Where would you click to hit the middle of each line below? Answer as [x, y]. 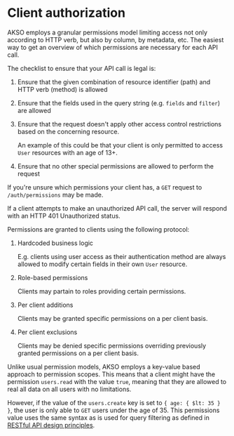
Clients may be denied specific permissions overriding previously [112, 345]
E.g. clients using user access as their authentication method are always [122, 256]
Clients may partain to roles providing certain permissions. [102, 291]
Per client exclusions [47, 332]
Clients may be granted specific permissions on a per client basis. [112, 318]
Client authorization [67, 13]
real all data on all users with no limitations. [69, 389]
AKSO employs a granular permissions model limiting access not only [108, 32]
